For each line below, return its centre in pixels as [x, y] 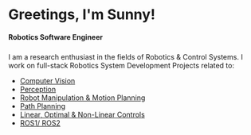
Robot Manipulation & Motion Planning [82, 98]
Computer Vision [47, 80]
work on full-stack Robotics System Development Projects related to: [122, 65]
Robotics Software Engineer [56, 37]
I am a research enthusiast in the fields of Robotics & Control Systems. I [125, 56]
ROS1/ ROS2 [40, 123]
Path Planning [43, 106]
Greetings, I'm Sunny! [82, 15]
